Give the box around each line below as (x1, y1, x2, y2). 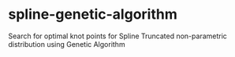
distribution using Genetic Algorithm (8, 39, 125, 48)
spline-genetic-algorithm (8, 5, 177, 23)
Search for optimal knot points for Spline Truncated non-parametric (8, 31, 227, 41)
